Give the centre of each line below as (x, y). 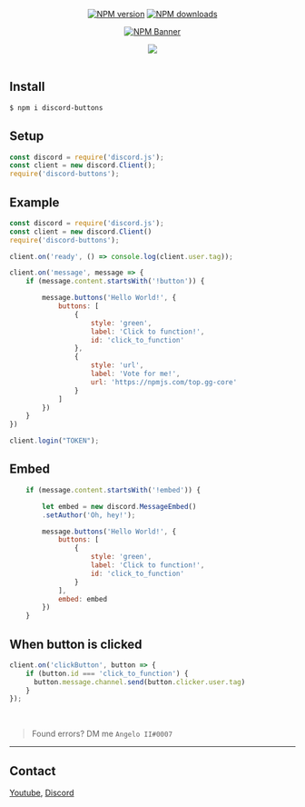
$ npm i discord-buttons (56, 108)
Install (27, 87)
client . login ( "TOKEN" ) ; (54, 441)
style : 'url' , (117, 365)
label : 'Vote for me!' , (135, 374)
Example (34, 202)
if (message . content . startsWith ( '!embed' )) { (113, 490)
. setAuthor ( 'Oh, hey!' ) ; (89, 515)
